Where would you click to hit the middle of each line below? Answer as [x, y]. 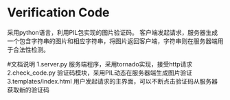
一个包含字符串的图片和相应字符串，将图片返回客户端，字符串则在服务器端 [112, 41]
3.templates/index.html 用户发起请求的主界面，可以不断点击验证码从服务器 [113, 81]
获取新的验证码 [28, 90]
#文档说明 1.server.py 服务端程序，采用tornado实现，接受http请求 [100, 64]
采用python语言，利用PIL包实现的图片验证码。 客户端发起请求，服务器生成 [113, 32]
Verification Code [58, 13]
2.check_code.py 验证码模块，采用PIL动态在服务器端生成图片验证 [100, 73]
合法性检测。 [31, 49]
